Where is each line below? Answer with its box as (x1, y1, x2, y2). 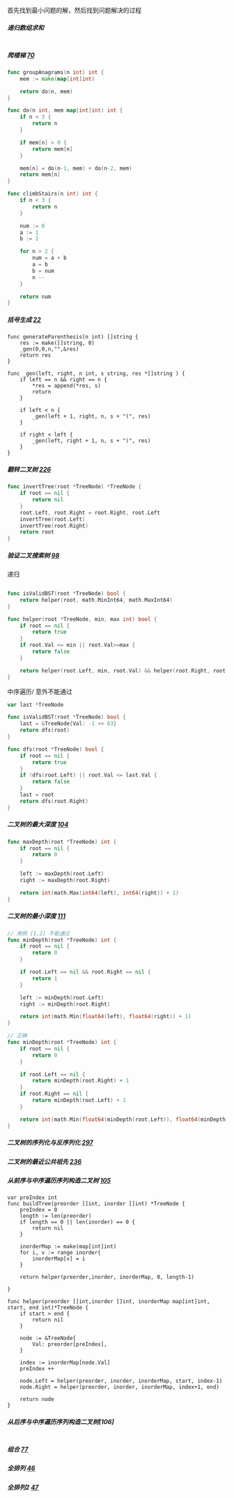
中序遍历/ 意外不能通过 (7, 687, 72, 696)
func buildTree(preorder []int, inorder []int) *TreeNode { (7, 1200, 186, 1207)
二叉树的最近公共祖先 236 (7, 1157, 82, 1166)
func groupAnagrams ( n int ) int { (7, 68, 104, 75)
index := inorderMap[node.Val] (19, 1359, 111, 1367)
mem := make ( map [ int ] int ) (19, 75, 95, 82)
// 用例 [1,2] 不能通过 (7, 930, 70, 937)
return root (19, 529, 54, 536)
